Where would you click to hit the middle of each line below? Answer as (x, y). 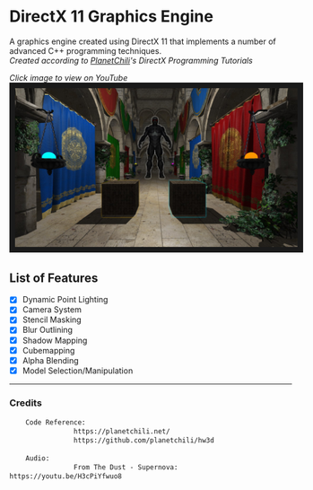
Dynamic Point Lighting (65, 300)
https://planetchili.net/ (122, 432)
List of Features (54, 278)
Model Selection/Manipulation (78, 371)
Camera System (52, 310)
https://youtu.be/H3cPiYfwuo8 (66, 477)
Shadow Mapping (55, 340)
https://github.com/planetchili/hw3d (144, 441)
